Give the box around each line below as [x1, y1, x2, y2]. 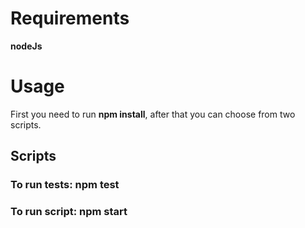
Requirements [10, 7, 130, 30]
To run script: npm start [10, 205, 128, 219]
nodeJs [10, 40, 43, 52]
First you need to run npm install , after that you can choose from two [10, 108, 296, 120]
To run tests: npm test [10, 178, 120, 192]
